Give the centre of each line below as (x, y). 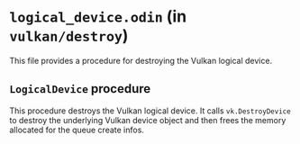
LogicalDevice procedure (80, 89)
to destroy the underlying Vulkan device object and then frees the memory (148, 120)
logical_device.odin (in (98, 17)
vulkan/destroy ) (69, 36)
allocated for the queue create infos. (77, 130)
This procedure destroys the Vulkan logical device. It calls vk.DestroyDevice (150, 111)
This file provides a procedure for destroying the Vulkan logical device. (141, 60)
